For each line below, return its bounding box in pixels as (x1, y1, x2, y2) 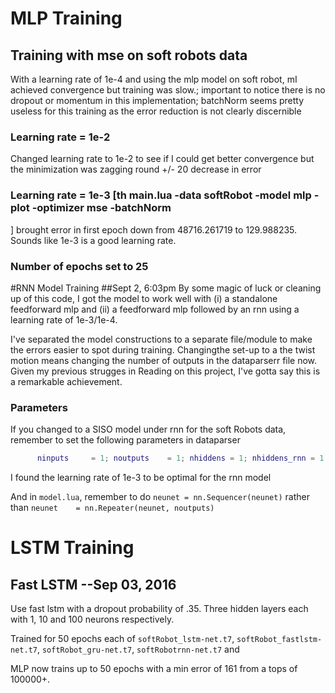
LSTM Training (10, 537, 135, 559)
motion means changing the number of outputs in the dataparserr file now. (10, 354, 318, 366)
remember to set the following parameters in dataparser (10, 434, 241, 446)
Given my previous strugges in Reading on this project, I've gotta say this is (10, 365, 321, 377)
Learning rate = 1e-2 (10, 130, 111, 144)
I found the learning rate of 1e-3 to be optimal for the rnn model (10, 472, 272, 484)
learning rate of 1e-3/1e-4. (10, 313, 118, 326)
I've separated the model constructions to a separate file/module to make (10, 333, 313, 345)
